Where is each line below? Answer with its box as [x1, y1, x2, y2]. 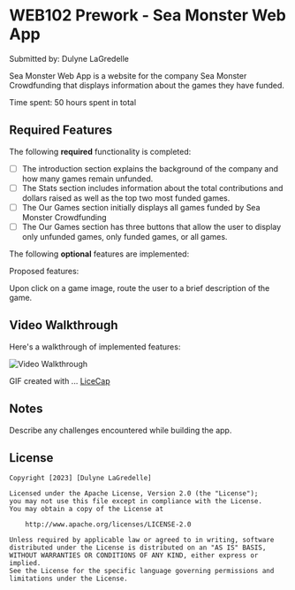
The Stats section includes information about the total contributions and [21, 182, 284, 193]
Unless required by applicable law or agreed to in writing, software [9, 536, 275, 545]
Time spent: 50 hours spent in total [9, 96, 137, 107]
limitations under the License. [9, 574, 128, 584]
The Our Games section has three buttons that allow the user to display [21, 221, 282, 232]
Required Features [9, 123, 113, 138]
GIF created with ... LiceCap [9, 375, 110, 386]
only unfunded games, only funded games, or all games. [21, 232, 228, 241]
